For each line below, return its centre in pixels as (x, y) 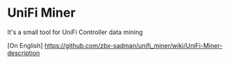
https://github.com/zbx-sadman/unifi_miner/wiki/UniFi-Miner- (134, 45)
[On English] (25, 45)
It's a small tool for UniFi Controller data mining (75, 32)
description (24, 53)
